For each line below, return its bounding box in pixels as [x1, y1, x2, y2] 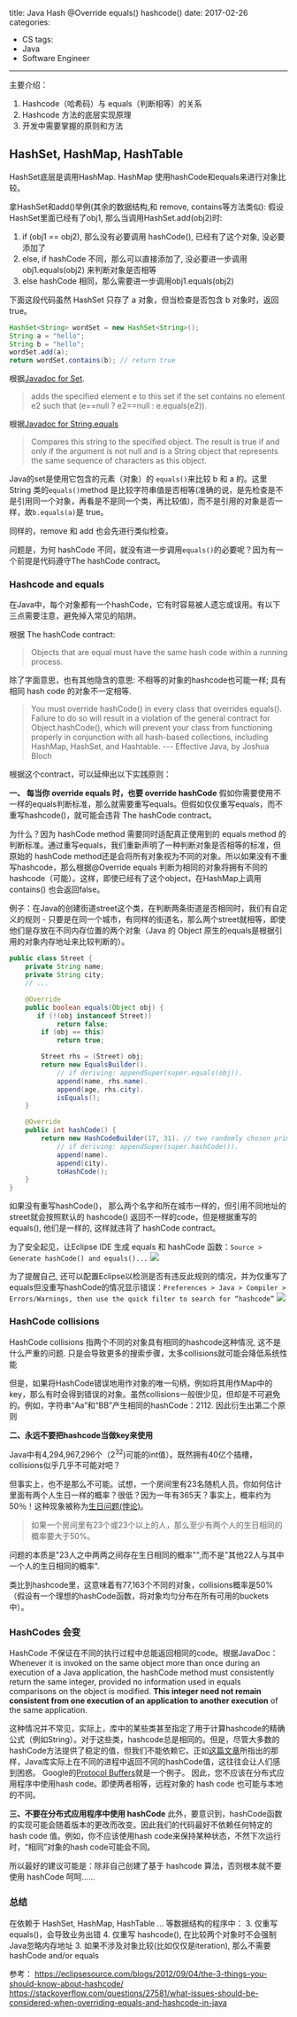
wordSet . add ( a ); [9, 348, 69, 357]
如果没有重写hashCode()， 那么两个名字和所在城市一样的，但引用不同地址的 [9, 1200, 287, 1211]
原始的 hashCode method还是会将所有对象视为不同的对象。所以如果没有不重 [9, 851, 288, 862]
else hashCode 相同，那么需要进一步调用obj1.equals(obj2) [21, 275, 234, 286]
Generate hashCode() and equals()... [9, 1255, 148, 1263]
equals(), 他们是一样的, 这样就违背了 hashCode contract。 [9, 1223, 221, 1233]
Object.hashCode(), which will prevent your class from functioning [30, 723, 273, 733]
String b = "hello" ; [9, 340, 86, 348]
